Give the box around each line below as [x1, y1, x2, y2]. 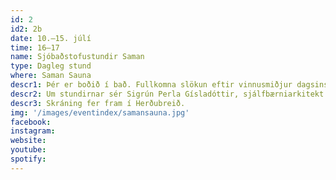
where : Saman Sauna [10, 71, 92, 81]
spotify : [10, 154, 47, 164]
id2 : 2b [10, 24, 43, 34]
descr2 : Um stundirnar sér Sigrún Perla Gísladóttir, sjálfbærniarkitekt [10, 89, 325, 99]
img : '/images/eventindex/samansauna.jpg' [10, 107, 190, 118]
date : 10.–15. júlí [10, 33, 92, 43]
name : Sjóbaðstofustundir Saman [10, 52, 145, 62]
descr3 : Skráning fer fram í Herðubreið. [10, 98, 186, 108]
